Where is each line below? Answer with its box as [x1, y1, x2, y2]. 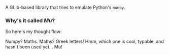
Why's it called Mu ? [5, 17, 55, 24]
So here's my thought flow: [5, 29, 62, 35]
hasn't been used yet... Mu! [5, 44, 62, 50]
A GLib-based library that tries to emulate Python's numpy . [5, 5, 126, 10]
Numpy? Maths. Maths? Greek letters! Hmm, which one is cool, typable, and [5, 38, 164, 45]
